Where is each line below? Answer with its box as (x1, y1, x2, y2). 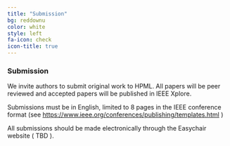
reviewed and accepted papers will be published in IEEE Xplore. (7, 89, 192, 98)
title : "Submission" (7, 10, 68, 18)
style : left (7, 29, 42, 37)
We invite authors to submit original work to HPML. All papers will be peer (7, 82, 221, 91)
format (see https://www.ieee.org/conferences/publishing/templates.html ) (7, 110, 224, 119)
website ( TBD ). (7, 131, 54, 140)
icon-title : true (7, 43, 58, 50)
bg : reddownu (7, 17, 46, 24)
